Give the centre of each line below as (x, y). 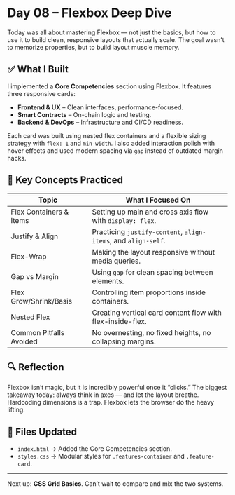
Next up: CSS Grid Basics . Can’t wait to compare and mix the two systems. (115, 484)
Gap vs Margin (35, 276)
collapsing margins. (124, 341)
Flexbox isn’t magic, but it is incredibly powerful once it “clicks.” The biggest (117, 388)
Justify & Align (35, 236)
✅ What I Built (38, 69)
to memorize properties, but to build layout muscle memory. (93, 47)
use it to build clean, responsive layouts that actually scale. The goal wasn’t (116, 39)
